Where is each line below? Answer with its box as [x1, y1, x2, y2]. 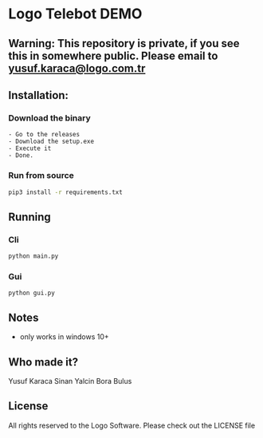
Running [8, 210, 52, 223]
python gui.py [8, 289, 56, 298]
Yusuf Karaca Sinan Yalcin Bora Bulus [8, 376, 132, 385]
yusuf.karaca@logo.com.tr [8, 61, 146, 75]
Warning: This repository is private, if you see [8, 37, 240, 50]
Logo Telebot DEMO [8, 5, 143, 23]
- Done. [8, 152, 34, 160]
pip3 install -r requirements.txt [8, 188, 124, 196]
